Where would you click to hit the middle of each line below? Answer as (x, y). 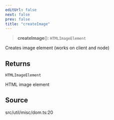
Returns (18, 64)
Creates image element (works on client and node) (57, 48)
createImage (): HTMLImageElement (52, 38)
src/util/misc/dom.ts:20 (29, 112)
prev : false (17, 19)
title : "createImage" (28, 24)
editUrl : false (21, 10)
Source (17, 100)
